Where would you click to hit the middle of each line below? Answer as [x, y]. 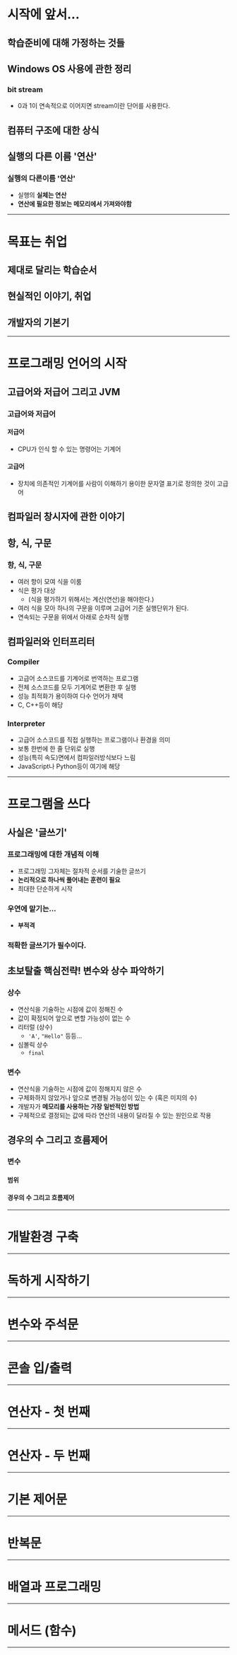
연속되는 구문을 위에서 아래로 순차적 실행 [73, 617]
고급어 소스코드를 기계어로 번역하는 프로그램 [78, 678]
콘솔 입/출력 [40, 1368]
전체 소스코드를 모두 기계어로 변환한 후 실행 [77, 687]
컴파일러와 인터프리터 [51, 642]
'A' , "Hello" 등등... [55, 1036]
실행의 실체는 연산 [42, 195]
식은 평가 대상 [36, 590]
